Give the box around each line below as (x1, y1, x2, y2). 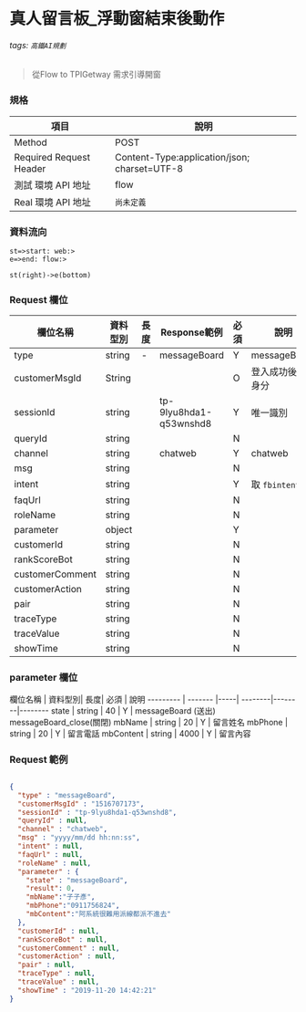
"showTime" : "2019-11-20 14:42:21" (17, 986, 157, 995)
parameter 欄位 (9, 672, 78, 684)
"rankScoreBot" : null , (17, 934, 107, 944)
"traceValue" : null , (17, 977, 100, 986)
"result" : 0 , (25, 884, 76, 893)
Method (14, 136, 47, 149)
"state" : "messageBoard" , (25, 875, 128, 885)
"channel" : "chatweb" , (17, 825, 107, 834)
